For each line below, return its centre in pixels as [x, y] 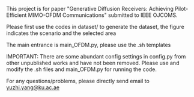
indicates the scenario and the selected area [61, 33]
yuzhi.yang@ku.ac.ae [33, 87]
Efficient [17, 15]
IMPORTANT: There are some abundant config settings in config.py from [96, 56]
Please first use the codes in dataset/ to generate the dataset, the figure [95, 27]
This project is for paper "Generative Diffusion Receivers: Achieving [90, 9]
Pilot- [182, 9]
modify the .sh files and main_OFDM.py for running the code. [82, 69]
